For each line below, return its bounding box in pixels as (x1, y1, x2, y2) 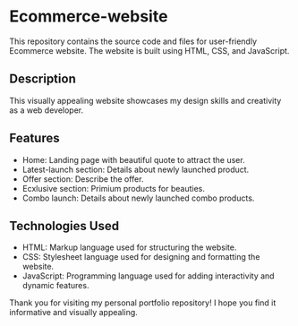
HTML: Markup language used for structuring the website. (21, 242, 237, 253)
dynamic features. (21, 280, 89, 291)
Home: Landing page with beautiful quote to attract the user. (21, 154, 245, 165)
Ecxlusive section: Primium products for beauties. (21, 183, 206, 193)
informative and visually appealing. (9, 307, 139, 318)
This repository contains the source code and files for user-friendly (9, 36, 258, 47)
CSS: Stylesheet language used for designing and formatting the (21, 252, 260, 262)
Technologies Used (9, 218, 119, 234)
